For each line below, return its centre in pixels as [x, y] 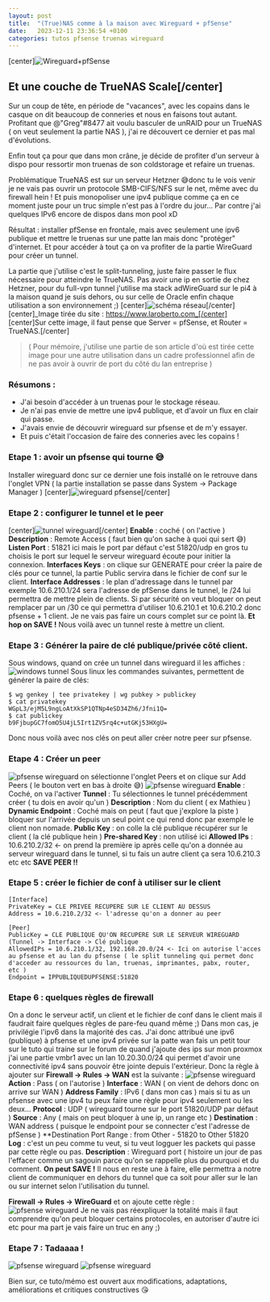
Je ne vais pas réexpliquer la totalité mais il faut [159, 1210]
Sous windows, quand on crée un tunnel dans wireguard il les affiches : [127, 663]
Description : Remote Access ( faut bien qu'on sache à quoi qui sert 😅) [127, 539]
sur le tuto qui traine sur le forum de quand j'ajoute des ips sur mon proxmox [135, 1049]
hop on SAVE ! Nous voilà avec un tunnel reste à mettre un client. [117, 624]
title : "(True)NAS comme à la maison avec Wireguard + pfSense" [120, 23]
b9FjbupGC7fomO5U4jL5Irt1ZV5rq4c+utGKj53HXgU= [88, 723]
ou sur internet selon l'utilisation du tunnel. [79, 1186]
